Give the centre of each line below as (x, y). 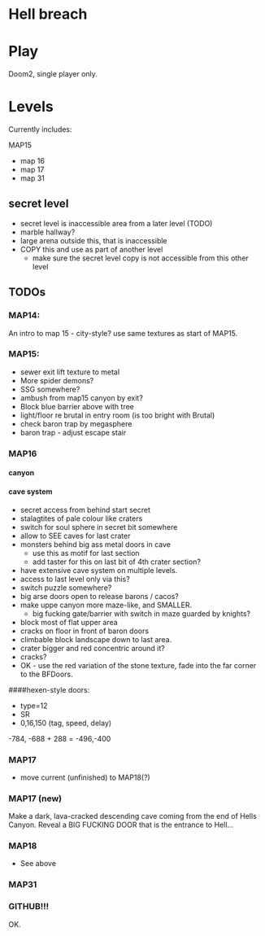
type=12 (34, 706)
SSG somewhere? (50, 389)
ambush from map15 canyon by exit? (82, 398)
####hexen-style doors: (49, 689)
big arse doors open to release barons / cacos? (99, 596)
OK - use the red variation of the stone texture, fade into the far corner (138, 665)
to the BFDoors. (46, 674)
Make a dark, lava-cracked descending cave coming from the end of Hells (133, 816)
